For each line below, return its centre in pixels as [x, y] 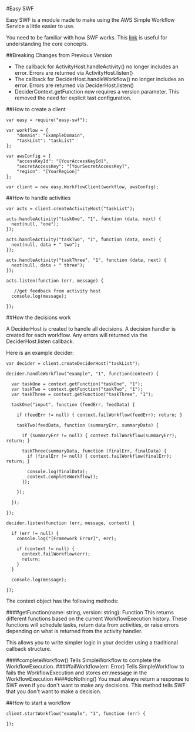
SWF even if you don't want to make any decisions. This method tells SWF [96, 685]
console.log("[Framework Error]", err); [67, 538]
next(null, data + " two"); [46, 245]
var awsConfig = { [28, 156]
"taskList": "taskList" [46, 141]
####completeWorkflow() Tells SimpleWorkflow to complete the [84, 660]
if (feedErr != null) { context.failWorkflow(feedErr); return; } [100, 415]
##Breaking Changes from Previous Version [59, 55]
